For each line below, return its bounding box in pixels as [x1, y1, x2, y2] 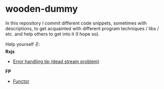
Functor [12, 78, 30, 84]
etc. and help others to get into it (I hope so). [5, 31, 100, 37]
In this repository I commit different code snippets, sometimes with [5, 20, 147, 26]
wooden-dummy [5, 3, 78, 15]
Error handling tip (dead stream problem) [12, 58, 100, 64]
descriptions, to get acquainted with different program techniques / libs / [5, 25, 159, 31]
